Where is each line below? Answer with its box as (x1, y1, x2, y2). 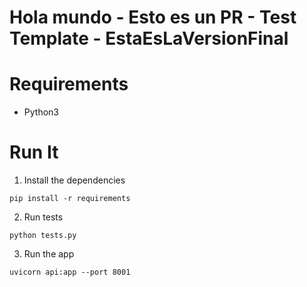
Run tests (23, 211, 64, 223)
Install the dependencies (23, 174, 126, 186)
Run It (9, 141, 59, 164)
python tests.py (9, 231, 77, 241)
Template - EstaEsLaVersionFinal (9, 27, 289, 50)
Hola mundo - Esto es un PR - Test (9, 6, 297, 29)
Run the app (23, 248, 75, 260)
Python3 (23, 106, 59, 118)
